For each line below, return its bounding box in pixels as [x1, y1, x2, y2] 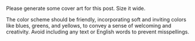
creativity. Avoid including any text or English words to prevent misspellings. [6, 28, 189, 35]
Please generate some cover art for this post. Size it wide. [6, 5, 146, 12]
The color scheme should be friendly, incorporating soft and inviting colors [6, 16, 186, 23]
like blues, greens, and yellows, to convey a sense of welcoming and [6, 23, 172, 29]
